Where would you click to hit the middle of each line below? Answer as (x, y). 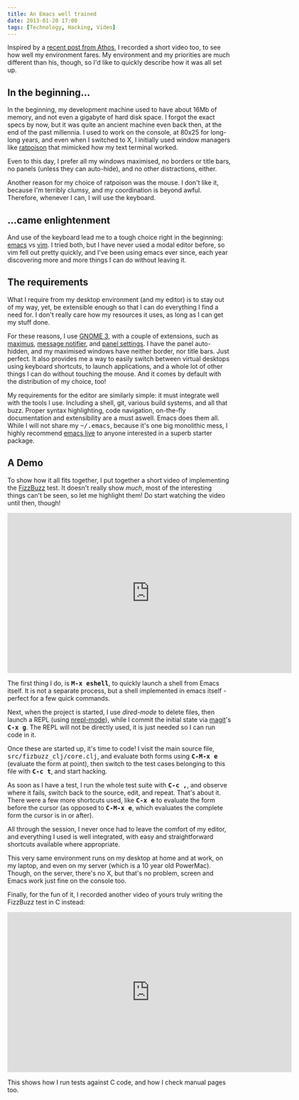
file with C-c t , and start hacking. (58, 771)
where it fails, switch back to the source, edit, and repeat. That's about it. (114, 792)
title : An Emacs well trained (52, 14)
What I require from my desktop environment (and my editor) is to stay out (116, 299)
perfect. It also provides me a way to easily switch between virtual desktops (118, 358)
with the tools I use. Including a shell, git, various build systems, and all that (118, 402)
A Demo (26, 463)
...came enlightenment (59, 220)
